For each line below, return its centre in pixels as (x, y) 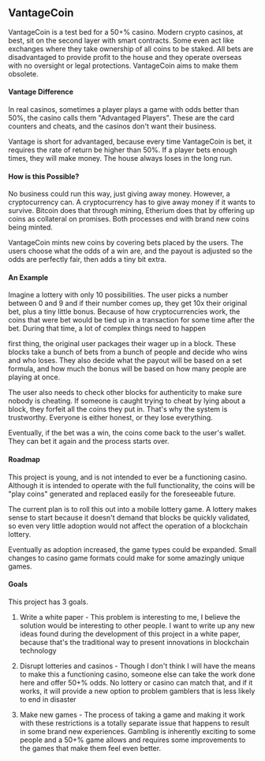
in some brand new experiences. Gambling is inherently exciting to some (138, 731)
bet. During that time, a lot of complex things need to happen (107, 328)
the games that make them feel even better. (90, 748)
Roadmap (24, 460)
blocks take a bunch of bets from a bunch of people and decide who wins (128, 352)
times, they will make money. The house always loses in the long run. (120, 159)
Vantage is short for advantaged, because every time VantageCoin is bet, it (130, 142)
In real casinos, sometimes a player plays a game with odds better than (123, 110)
